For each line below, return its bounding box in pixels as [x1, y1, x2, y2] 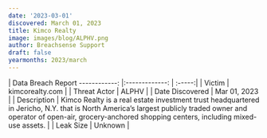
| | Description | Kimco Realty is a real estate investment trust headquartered [8, 95, 260, 104]
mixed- [234, 112, 257, 121]
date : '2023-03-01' [8, 11, 73, 20]
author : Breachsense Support [8, 41, 105, 49]
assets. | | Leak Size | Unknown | [22, 120, 130, 130]
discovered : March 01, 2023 [8, 19, 102, 27]
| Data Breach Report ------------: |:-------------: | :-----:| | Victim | [8, 77, 230, 88]
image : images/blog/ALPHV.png [8, 34, 109, 42]
